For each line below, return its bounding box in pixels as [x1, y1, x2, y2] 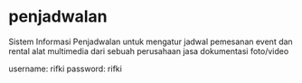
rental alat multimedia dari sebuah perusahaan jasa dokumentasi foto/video [8, 45, 289, 56]
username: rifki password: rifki [8, 63, 123, 74]
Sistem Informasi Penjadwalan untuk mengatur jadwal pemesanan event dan [8, 36, 293, 47]
